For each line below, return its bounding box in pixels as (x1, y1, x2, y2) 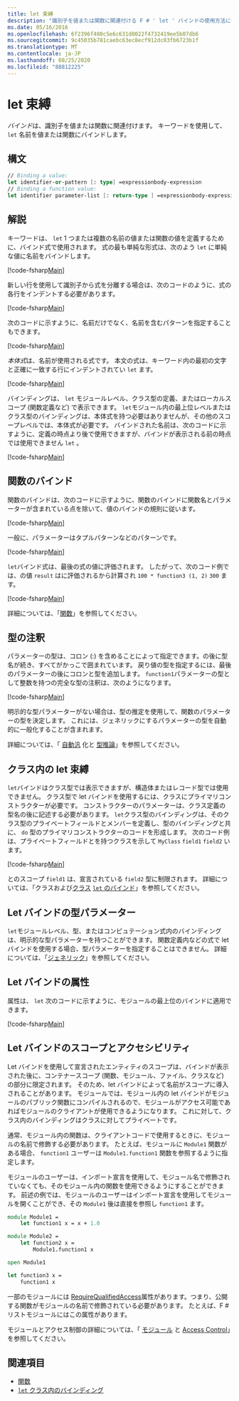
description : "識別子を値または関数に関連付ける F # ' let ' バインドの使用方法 (7, 17, 226, 24)
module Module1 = (7, 1213, 59, 1221)
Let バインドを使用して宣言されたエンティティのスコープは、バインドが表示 (7, 1062, 229, 1071)
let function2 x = (20, 1239, 75, 1247)
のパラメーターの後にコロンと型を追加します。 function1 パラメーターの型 (7, 670, 224, 678)
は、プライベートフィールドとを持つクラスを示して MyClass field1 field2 (7, 837, 223, 846)
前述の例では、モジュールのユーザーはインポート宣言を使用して (21, 1190, 208, 1199)
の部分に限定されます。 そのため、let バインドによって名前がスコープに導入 (7, 1080, 229, 1088)
